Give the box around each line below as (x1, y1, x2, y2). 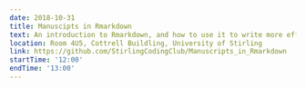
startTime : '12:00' (9, 55, 84, 64)
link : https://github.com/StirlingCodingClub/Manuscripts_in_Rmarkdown (9, 47, 287, 56)
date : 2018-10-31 (9, 13, 76, 23)
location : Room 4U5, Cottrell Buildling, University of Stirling (9, 38, 262, 48)
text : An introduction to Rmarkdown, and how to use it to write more (9, 30, 283, 39)
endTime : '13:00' (9, 64, 76, 73)
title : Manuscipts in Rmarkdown (9, 22, 132, 31)
